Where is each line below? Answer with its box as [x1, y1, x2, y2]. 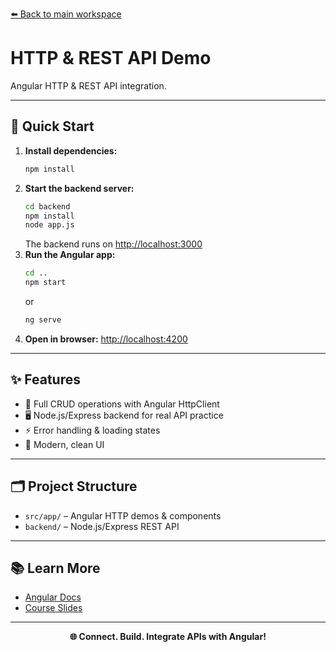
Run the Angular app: [24, 249, 116, 261]
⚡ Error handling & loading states [24, 424, 161, 436]
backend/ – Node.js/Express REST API [24, 520, 180, 532]
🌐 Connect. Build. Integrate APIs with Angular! [69, 631, 267, 643]
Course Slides [24, 602, 83, 614]
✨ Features [10, 371, 81, 388]
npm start [24, 278, 67, 288]
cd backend [24, 201, 71, 212]
